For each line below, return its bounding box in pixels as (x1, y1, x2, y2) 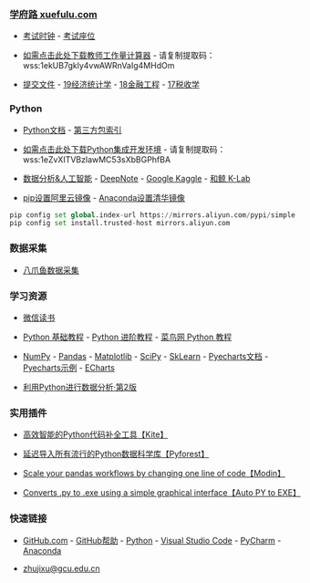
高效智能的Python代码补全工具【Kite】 (22, 429, 169, 440)
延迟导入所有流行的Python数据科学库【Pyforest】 (22, 449, 210, 460)
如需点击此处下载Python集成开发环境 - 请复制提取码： (22, 143, 226, 154)
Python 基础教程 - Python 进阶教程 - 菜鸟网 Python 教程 (22, 331, 232, 342)
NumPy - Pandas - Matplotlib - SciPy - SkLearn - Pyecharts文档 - (22, 350, 269, 361)
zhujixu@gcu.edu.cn (22, 563, 100, 574)
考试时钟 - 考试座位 (22, 30, 96, 42)
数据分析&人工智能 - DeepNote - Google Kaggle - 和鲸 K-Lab (22, 172, 251, 183)
